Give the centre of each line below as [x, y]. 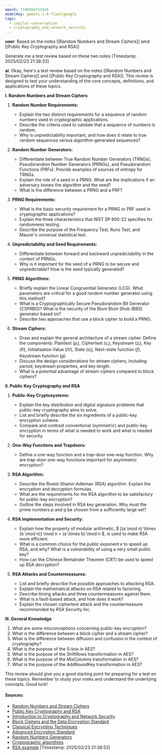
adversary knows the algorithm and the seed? [65, 185]
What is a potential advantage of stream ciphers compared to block [87, 371]
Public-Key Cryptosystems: [40, 395]
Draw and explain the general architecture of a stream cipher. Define [88, 338]
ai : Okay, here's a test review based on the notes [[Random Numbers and [78, 71]
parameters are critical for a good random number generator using [86, 293]
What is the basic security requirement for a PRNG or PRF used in [85, 209]
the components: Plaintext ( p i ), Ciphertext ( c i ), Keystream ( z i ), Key [85, 343]
